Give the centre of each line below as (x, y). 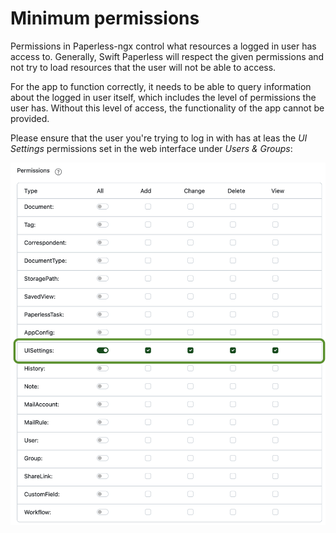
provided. (30, 118)
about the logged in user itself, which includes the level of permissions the (163, 97)
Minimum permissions (105, 18)
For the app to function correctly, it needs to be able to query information (161, 86)
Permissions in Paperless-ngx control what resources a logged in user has (163, 46)
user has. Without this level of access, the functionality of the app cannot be (167, 108)
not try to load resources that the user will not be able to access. (143, 67)
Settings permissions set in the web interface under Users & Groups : (151, 148)
